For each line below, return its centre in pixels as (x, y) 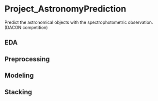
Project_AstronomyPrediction (65, 9)
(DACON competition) (26, 27)
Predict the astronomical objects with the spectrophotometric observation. (79, 22)
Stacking (18, 92)
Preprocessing (27, 59)
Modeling (19, 76)
